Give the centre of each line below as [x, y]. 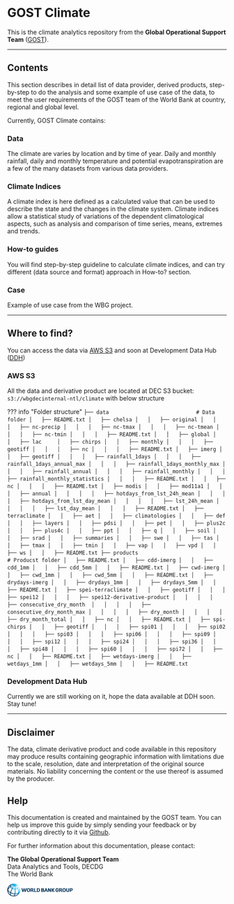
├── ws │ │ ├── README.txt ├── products [73, 553]
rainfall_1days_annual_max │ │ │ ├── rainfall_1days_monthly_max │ [117, 465]
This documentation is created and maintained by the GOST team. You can [114, 817]
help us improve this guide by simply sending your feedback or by [102, 825]
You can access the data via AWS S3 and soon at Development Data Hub [112, 350]
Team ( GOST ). [28, 39]
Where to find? [40, 333]
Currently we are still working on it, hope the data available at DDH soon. [111, 696]
